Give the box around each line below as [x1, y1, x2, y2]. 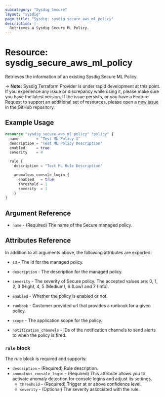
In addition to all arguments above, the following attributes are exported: [5, 249, 152, 255]
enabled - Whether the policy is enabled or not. [12, 293, 108, 299]
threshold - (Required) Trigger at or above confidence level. [19, 381, 142, 387]
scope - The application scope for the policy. [12, 317, 103, 323]
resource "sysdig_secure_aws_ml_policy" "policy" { [5, 131, 114, 136]
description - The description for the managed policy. [12, 269, 123, 275]
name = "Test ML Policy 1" [9, 136, 81, 141]
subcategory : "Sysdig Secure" [5, 7, 68, 12]
